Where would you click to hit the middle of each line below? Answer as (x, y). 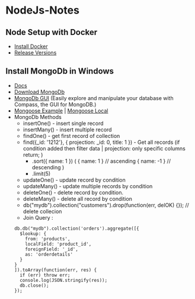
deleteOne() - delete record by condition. (73, 192)
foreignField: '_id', (52, 249)
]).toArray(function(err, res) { (55, 270)
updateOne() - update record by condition (74, 180)
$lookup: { (33, 234)
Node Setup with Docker (52, 32)
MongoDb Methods (38, 117)
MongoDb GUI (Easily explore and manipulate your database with (94, 98)
